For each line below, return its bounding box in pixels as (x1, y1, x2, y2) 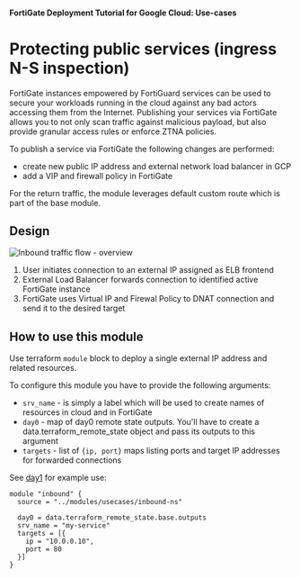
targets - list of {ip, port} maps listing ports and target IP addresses (22, 446, 280, 456)
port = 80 (25, 545, 63, 554)
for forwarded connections (22, 455, 122, 465)
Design (9, 223, 50, 239)
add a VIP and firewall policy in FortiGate (22, 170, 173, 181)
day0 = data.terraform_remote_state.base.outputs (17, 513, 207, 522)
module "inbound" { (9, 490, 83, 499)
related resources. (9, 363, 77, 374)
